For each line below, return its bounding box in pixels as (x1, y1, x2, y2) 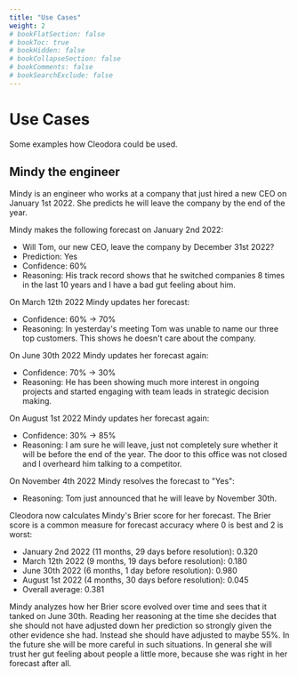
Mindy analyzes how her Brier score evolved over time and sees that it (9, 601, 267, 612)
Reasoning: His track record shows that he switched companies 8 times (21, 270, 286, 280)
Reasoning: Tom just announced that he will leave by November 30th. (21, 493, 278, 503)
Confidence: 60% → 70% (21, 313, 117, 325)
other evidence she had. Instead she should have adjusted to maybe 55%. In (9, 629, 290, 640)
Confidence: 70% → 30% (21, 366, 117, 378)
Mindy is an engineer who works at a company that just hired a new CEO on (9, 188, 287, 198)
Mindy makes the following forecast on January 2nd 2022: (9, 224, 224, 235)
